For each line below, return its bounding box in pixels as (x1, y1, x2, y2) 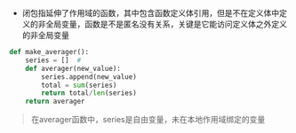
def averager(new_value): (25, 64, 122, 73)
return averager (25, 97, 86, 106)
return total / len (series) (41, 89, 138, 98)
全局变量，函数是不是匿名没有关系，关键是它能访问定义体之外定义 (45, 19, 287, 29)
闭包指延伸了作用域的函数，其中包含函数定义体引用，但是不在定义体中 (21, 8, 280, 18)
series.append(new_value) (41, 72, 138, 82)
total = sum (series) (41, 81, 117, 90)
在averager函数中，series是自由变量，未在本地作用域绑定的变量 (30, 114, 266, 125)
